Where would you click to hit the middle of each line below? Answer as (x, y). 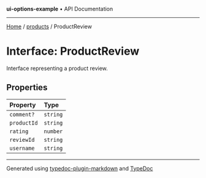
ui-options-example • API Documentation (60, 9)
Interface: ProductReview (73, 51)
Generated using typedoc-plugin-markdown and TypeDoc (80, 168)
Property (23, 105)
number (53, 131)
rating (19, 131)
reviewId (22, 140)
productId (24, 123)
